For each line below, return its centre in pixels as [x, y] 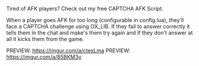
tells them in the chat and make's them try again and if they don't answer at [99, 33]
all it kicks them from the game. [45, 39]
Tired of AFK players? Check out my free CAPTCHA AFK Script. [85, 9]
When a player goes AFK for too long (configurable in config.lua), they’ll [95, 20]
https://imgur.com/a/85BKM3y [44, 57]
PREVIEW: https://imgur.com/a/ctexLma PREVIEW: [68, 51]
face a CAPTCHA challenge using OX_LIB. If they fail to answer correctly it [98, 26]
